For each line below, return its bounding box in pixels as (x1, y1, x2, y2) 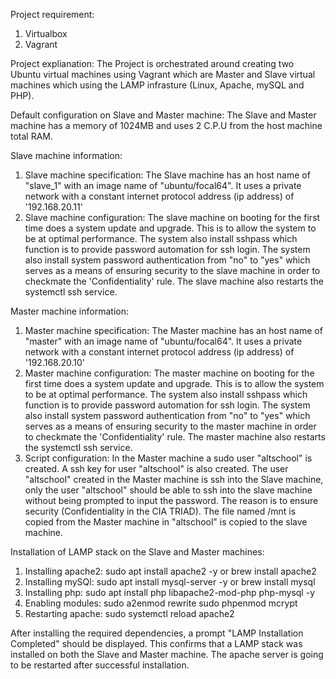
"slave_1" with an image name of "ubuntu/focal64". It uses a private (24, 180, 302, 191)
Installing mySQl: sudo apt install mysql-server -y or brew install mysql (24, 576, 316, 588)
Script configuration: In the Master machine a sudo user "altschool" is (24, 452, 313, 464)
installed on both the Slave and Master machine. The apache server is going (10, 649, 324, 660)
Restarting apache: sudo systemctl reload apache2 (24, 608, 235, 619)
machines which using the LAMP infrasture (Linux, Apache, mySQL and (10, 79, 305, 91)
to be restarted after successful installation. (10, 659, 190, 671)
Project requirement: (10, 9, 95, 20)
